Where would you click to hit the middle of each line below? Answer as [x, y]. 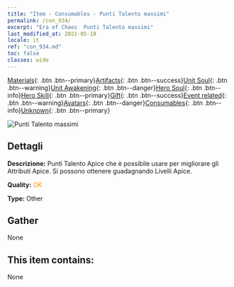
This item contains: [51, 260]
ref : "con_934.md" [34, 47]
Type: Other [25, 198]
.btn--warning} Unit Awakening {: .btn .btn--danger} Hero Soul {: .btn [105, 88]
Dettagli [25, 146]
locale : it [23, 40]
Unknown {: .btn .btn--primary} [66, 110]
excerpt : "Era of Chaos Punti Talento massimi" [80, 27]
